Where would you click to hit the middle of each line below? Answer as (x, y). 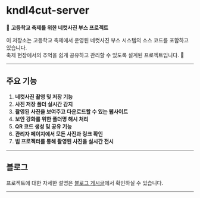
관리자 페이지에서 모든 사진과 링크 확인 (59, 134)
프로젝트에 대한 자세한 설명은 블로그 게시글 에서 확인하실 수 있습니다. (85, 183)
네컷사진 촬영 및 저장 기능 (44, 96)
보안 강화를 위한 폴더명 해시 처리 (51, 119)
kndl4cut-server (48, 10)
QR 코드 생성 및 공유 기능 (43, 126)
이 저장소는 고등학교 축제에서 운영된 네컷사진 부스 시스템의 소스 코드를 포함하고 (98, 40)
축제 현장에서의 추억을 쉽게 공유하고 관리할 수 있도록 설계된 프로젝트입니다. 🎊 (95, 55)
